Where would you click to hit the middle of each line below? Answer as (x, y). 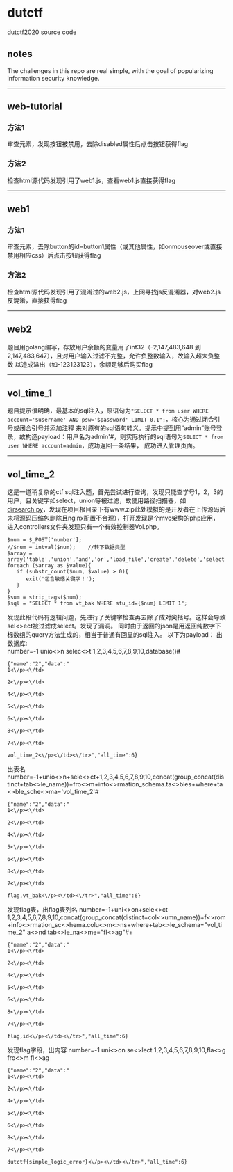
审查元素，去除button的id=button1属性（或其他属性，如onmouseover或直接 (115, 247)
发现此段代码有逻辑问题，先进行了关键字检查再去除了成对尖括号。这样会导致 (116, 617)
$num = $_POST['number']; (44, 540)
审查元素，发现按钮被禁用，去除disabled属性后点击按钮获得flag (98, 144)
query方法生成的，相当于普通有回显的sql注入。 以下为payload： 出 (127, 635)
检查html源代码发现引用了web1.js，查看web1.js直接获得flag (91, 180)
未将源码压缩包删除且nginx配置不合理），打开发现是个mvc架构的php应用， (113, 518)
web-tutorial (35, 107)
